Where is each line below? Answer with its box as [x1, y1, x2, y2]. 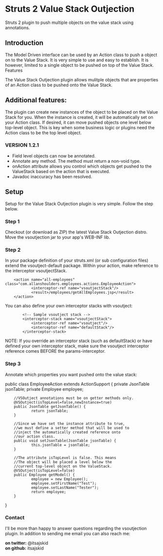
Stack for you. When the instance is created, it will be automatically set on [5, 114, 153, 120]
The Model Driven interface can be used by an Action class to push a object [5, 52, 157, 58]
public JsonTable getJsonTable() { [14, 404, 86, 409]
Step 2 [5, 246, 21, 253]
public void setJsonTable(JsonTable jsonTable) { [14, 438, 117, 443]
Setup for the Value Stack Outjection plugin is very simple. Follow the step [5, 201, 153, 207]
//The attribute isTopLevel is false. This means [14, 455, 117, 460]
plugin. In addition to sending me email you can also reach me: [5, 530, 130, 537]
